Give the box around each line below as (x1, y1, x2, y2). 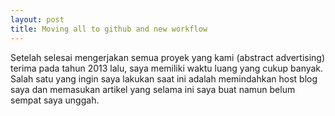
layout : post (10, 14, 65, 25)
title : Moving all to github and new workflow (10, 24, 208, 34)
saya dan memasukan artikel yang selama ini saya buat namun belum (10, 83, 296, 95)
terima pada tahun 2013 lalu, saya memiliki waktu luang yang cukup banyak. (10, 62, 324, 74)
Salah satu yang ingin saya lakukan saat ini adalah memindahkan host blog (10, 72, 318, 85)
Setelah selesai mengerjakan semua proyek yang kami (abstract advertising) (10, 51, 326, 63)
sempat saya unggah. (10, 94, 100, 106)
